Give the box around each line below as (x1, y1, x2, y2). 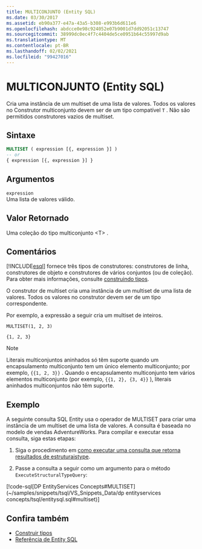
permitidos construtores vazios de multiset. (6, 112, 115, 120)
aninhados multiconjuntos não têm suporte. (6, 382, 115, 389)
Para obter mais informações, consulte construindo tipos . (6, 276, 149, 283)
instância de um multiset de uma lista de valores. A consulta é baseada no (6, 422, 191, 429)
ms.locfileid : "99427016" (6, 54, 71, 60)
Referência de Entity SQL (15, 536, 77, 543)
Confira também (6, 513, 70, 524)
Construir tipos (15, 530, 53, 537)
